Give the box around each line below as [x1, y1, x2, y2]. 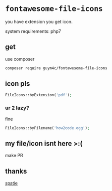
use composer [5, 56, 35, 62]
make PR [5, 153, 23, 159]
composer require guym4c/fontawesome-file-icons [5, 65, 108, 71]
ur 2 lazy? [5, 104, 30, 111]
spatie [5, 180, 18, 186]
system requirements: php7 [5, 28, 61, 34]
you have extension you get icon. [5, 18, 73, 24]
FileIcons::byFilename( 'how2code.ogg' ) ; [5, 125, 90, 131]
